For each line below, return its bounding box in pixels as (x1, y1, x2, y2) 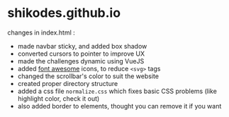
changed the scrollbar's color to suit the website (17, 72, 160, 80)
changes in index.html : (7, 28, 76, 37)
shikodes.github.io (7, 5, 121, 21)
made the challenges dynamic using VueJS (17, 56, 145, 65)
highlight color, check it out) (17, 94, 100, 103)
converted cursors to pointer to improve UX (17, 49, 145, 58)
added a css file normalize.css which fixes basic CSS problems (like (17, 87, 218, 95)
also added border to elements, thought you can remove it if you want (17, 101, 222, 110)
